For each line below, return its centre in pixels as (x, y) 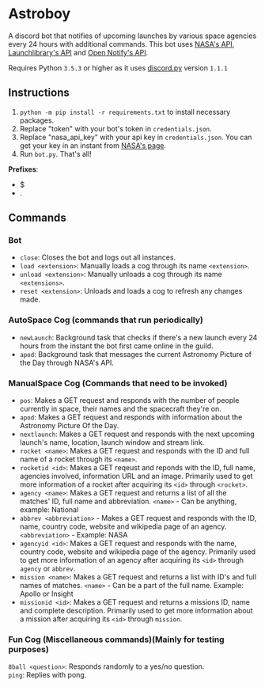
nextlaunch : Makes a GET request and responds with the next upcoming (137, 434)
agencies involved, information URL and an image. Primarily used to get (136, 476)
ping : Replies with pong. (47, 675)
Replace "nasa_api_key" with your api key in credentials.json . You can (136, 137)
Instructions (39, 93)
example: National (49, 510)
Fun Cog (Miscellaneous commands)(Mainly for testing (116, 640)
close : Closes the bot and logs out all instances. (98, 257)
